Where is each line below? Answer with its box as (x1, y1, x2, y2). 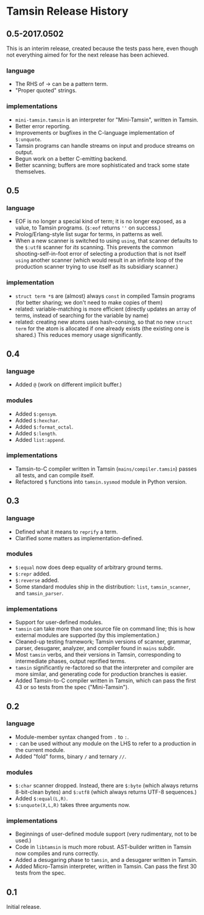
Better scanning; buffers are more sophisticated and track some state (15, 161, 190, 168)
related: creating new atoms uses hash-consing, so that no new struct (15, 318, 193, 325)
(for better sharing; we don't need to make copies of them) (15, 298, 163, 306)
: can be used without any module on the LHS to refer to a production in (15, 740, 197, 747)
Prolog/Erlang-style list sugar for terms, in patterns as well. (15, 231, 163, 238)
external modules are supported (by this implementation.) (15, 632, 160, 639)
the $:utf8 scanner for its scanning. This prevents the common (15, 244, 174, 251)
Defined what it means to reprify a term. (15, 528, 118, 535)
